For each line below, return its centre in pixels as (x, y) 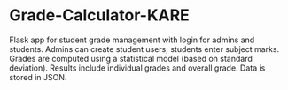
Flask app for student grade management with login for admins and (132, 40)
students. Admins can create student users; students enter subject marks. (144, 49)
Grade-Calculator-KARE (100, 15)
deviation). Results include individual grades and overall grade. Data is (137, 68)
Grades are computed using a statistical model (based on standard (131, 58)
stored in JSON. (38, 77)
